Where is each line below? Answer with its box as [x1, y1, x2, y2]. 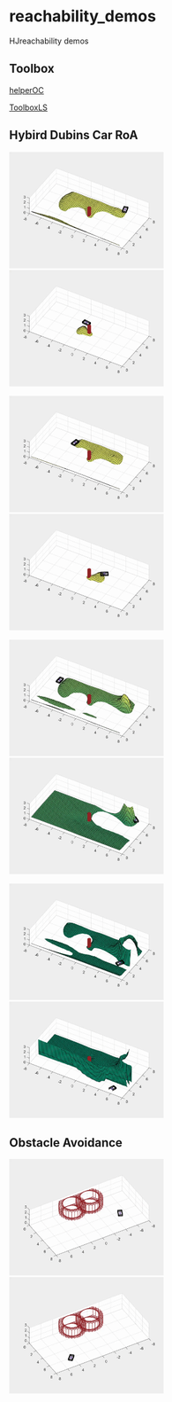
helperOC [9, 84, 44, 95]
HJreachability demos [9, 35, 89, 46]
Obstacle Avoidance [9, 1135, 123, 1150]
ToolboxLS [9, 102, 49, 113]
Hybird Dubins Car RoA [9, 128, 138, 143]
